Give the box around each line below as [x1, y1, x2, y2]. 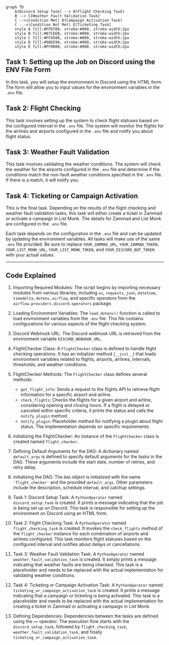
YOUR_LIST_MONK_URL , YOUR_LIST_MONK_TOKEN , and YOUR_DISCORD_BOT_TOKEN [6, 247, 155, 253]
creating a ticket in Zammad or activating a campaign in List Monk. [13, 603, 151, 609]
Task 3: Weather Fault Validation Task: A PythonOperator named [13, 551, 144, 557]
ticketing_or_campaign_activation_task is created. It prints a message [13, 587, 160, 593]
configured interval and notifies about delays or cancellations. [13, 541, 141, 547]
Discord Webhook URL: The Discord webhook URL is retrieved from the [13, 331, 161, 337]
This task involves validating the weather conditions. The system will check [6, 161, 161, 167]
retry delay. [13, 464, 37, 471]
